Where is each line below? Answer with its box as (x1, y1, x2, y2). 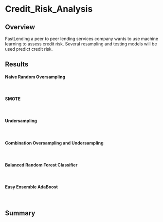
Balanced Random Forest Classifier (5, 162, 78, 168)
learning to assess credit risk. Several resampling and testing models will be (5, 41, 157, 47)
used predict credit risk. (5, 46, 53, 52)
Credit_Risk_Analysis (5, 3, 93, 15)
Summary (5, 209, 36, 217)
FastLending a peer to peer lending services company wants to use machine (5, 36, 159, 41)
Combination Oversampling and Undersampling (5, 140, 104, 146)
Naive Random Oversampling (5, 74, 66, 80)
